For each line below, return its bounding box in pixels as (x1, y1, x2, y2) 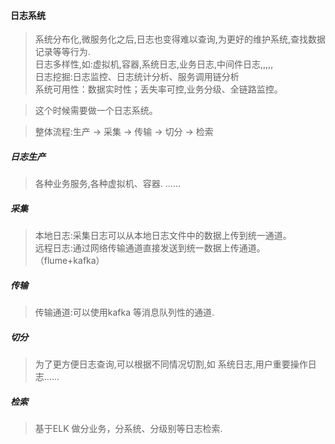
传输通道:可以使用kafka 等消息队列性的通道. (34, 306, 215, 319)
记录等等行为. (34, 46, 91, 58)
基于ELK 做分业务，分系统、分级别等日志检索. (34, 423, 223, 435)
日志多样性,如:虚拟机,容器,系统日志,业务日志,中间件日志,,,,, (34, 58, 274, 70)
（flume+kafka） (34, 255, 105, 267)
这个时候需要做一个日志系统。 (34, 105, 158, 117)
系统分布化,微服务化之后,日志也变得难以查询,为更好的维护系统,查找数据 (34, 33, 326, 45)
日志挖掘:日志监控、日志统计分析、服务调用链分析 (34, 71, 240, 83)
